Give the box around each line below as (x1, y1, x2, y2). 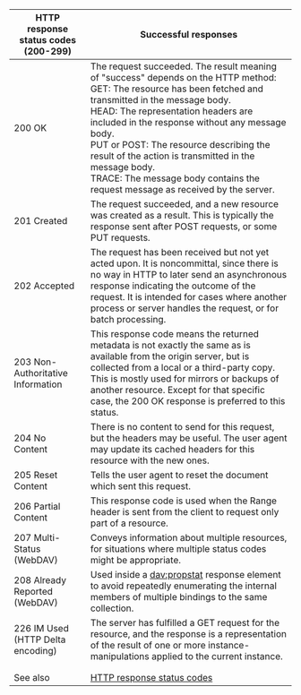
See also (13, 672, 51, 683)
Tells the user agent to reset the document (90, 469, 269, 481)
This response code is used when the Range (90, 494, 278, 507)
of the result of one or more (90, 639, 206, 651)
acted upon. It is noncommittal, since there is (90, 257, 279, 270)
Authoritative (13, 367, 69, 379)
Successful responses (140, 29, 238, 40)
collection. (90, 602, 134, 614)
